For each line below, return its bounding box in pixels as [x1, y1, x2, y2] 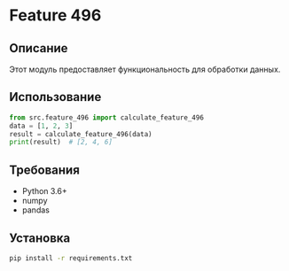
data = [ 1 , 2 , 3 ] [9, 121, 74, 130]
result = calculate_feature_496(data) [9, 129, 152, 138]
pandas [21, 205, 51, 215]
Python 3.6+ [21, 186, 68, 197]
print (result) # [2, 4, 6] [9, 138, 113, 147]
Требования [9, 162, 80, 177]
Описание [9, 41, 68, 56]
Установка [9, 230, 71, 245]
